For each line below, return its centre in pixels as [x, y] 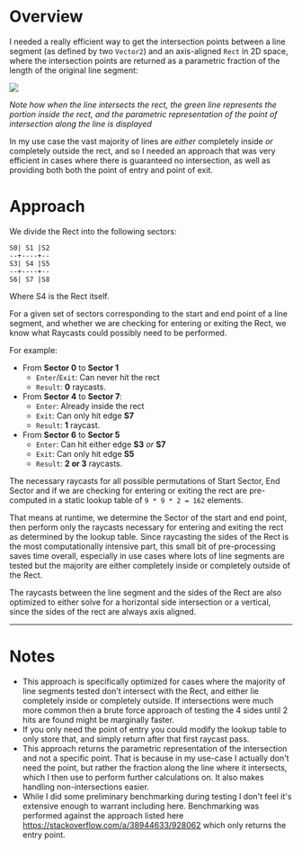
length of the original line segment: [74, 70]
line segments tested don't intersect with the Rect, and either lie [140, 690]
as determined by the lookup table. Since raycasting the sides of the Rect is [149, 536]
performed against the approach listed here [103, 815]
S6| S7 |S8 [30, 279]
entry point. [44, 835]
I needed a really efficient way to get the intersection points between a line [147, 41]
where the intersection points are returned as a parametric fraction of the [145, 60]
